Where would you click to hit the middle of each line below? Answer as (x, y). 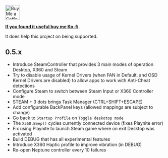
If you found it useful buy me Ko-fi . (43, 27)
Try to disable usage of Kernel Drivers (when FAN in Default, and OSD (85, 75)
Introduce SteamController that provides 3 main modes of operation (83, 64)
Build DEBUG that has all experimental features (61, 139)
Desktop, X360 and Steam (40, 69)
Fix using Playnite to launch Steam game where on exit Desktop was (83, 128)
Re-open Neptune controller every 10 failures (59, 150)
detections (24, 86)
